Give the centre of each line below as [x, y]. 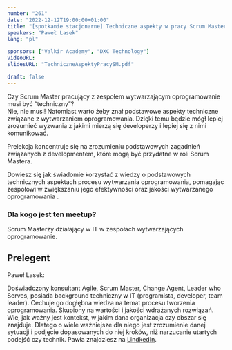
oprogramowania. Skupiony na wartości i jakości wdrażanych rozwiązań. [110, 310]
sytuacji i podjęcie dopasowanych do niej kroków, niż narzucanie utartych [112, 332]
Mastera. [20, 161]
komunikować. [28, 133]
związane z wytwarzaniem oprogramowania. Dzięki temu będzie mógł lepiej [115, 119]
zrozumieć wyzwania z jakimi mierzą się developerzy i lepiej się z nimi [107, 125]
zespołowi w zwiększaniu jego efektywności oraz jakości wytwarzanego [110, 189]
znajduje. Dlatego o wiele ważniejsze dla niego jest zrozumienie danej [106, 325]
